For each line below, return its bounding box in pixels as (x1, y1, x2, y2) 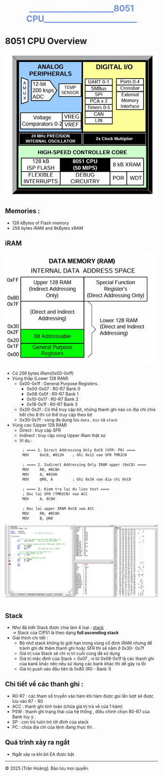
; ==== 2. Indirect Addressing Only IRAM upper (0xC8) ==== (22, 462, 147, 467)
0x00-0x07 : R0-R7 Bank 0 (26, 386, 81, 392)
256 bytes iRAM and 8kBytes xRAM (12, 225, 83, 231)
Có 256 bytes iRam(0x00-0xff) (12, 370, 74, 376)
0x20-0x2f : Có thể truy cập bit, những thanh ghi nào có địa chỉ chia (19, 407, 156, 413)
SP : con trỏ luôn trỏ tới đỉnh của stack (12, 719, 89, 725)
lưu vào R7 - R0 (12, 698, 44, 704)
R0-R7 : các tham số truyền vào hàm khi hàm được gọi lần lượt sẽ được (12, 693, 154, 699)
